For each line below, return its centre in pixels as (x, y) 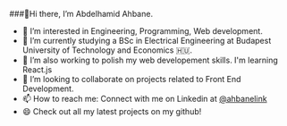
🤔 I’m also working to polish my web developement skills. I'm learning (150, 60)
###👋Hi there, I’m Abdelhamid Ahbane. (81, 14)
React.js (37, 70)
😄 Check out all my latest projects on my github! (112, 111)
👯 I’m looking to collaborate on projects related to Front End (131, 79)
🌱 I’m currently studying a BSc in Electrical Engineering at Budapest (147, 41)
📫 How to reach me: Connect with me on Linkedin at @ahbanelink (144, 99)
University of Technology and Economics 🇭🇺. (107, 50)
